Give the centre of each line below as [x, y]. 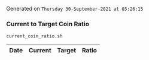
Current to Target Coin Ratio [48, 24]
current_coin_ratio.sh [34, 36]
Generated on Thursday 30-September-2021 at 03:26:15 [75, 9]
